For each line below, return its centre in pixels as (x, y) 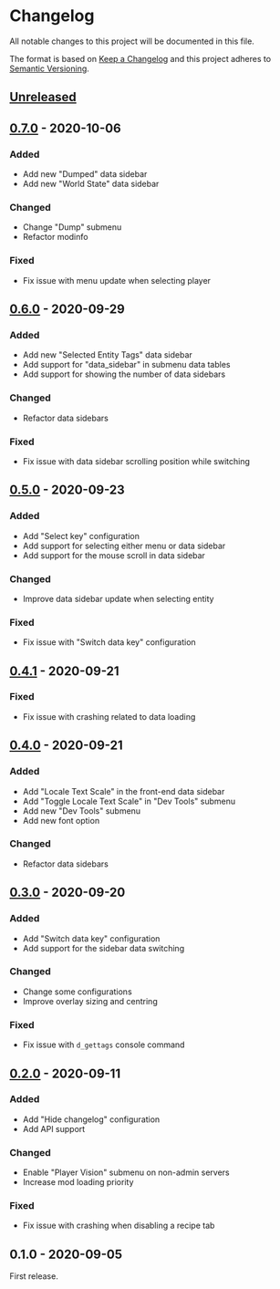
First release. (34, 1276)
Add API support (54, 1128)
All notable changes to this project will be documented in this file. (132, 41)
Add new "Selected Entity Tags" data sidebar (108, 355)
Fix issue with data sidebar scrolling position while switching (136, 461)
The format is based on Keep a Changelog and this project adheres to (140, 58)
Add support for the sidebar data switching (104, 948)
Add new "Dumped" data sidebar (85, 174)
